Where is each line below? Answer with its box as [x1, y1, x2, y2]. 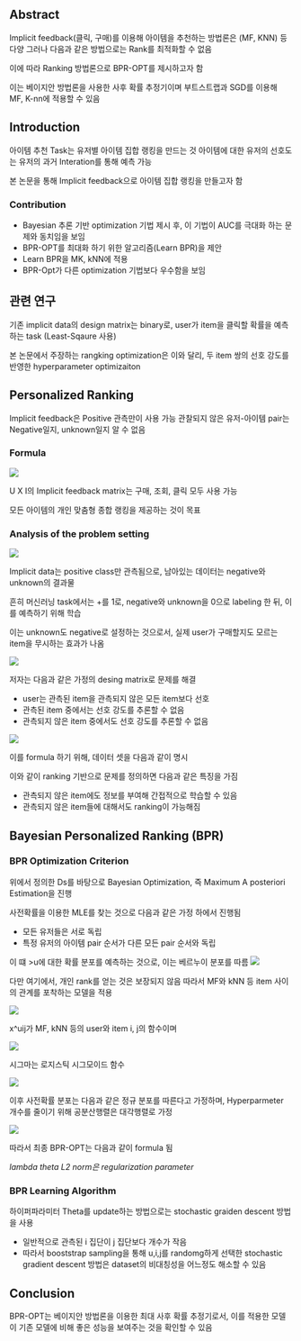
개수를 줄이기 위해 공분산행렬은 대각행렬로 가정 [9, 1106, 173, 1117]
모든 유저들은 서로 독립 [22, 926, 102, 937]
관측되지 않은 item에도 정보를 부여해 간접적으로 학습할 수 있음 [22, 790, 238, 801]
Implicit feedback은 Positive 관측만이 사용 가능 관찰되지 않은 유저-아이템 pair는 [9, 412, 290, 423]
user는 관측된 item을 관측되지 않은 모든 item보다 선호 [22, 693, 209, 704]
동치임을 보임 [39, 231, 85, 241]
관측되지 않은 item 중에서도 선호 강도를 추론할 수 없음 [22, 716, 209, 727]
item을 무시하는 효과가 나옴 [9, 639, 105, 649]
